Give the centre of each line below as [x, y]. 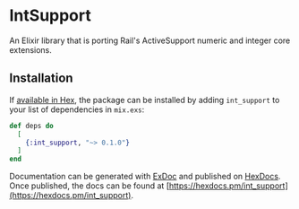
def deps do [31, 126]
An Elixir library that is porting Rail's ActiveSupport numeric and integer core [150, 40]
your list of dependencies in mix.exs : [77, 109]
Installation [41, 78]
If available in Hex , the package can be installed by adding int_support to [145, 100]
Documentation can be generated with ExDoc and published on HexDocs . [145, 177]
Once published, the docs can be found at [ [90, 186]
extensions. [30, 49]
